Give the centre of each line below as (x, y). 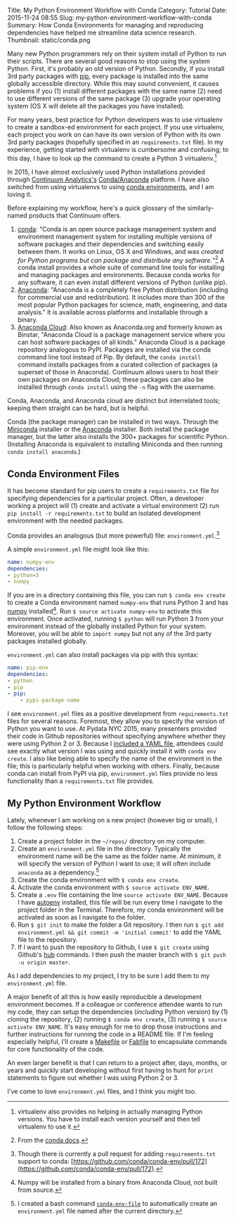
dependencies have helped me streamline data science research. (102, 32)
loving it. (20, 194)
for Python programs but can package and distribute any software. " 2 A (121, 260)
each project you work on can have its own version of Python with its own (114, 134)
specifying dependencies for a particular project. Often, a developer (106, 498)
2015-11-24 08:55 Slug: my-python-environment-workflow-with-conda (110, 18)
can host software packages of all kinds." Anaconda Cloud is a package (122, 342)
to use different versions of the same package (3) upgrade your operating (114, 98)
